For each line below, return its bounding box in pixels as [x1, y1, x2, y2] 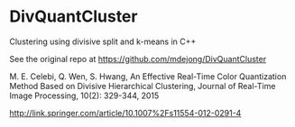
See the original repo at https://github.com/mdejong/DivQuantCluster [9, 53, 267, 64]
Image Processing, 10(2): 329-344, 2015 [9, 90, 160, 101]
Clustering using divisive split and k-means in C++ [9, 36, 197, 47]
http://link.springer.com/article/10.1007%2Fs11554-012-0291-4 [9, 107, 242, 118]
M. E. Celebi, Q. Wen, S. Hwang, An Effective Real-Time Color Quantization [9, 70, 287, 82]
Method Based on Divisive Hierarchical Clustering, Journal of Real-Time [9, 80, 276, 91]
